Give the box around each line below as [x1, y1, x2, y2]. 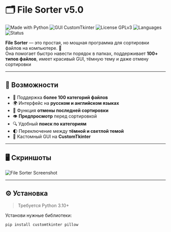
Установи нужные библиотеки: [5, 212, 72, 219]
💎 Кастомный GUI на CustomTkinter [12, 133, 91, 139]
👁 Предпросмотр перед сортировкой [12, 113, 97, 119]
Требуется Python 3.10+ [17, 202, 70, 209]
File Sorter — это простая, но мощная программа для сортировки [5, 39, 149, 46]
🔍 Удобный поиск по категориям [12, 121, 87, 127]
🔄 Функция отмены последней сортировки [12, 107, 108, 113]
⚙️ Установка [5, 189, 48, 197]
